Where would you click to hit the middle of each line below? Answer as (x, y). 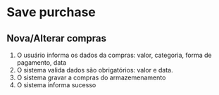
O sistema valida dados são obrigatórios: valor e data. (95, 70)
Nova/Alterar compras (57, 38)
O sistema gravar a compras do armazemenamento (91, 77)
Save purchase (51, 12)
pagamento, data (42, 63)
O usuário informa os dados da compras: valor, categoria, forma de (114, 55)
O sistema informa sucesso (56, 85)
